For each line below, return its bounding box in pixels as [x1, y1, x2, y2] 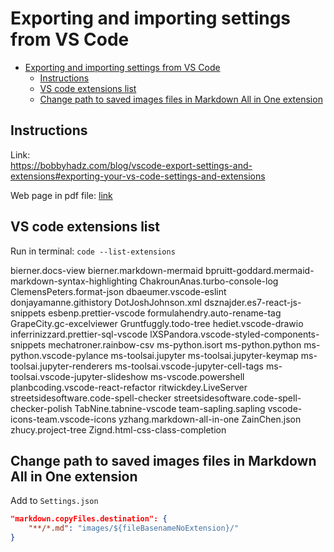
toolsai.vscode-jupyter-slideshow [10, 370, 149, 382]
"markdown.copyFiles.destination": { [10, 514, 168, 524]
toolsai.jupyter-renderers [10, 360, 113, 372]
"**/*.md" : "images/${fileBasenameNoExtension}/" [28, 523, 240, 534]
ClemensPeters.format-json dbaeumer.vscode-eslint [10, 285, 227, 297]
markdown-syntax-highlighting [10, 275, 138, 287]
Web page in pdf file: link [10, 189, 113, 201]
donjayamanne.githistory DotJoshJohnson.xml [10, 296, 203, 308]
